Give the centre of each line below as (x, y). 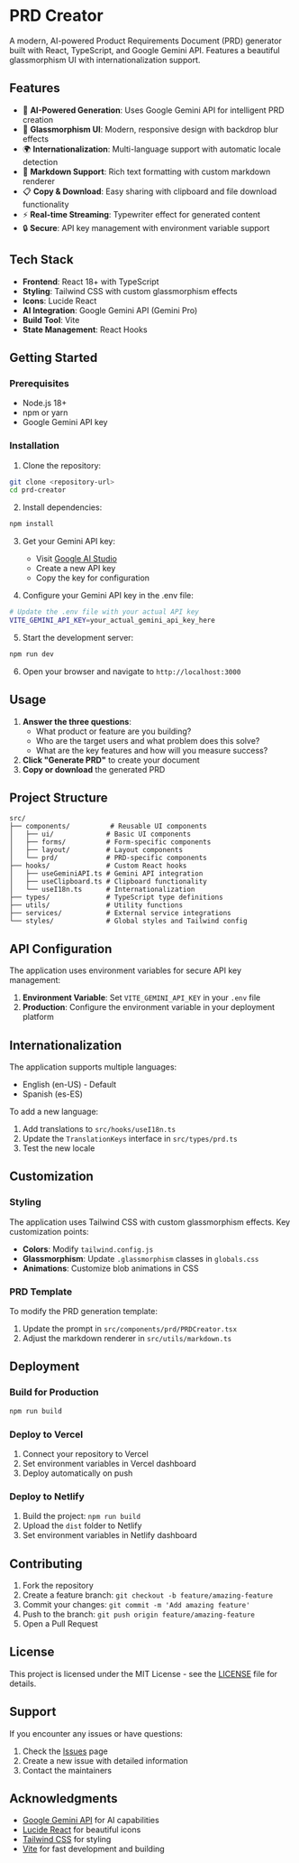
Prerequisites (39, 383)
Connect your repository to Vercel (85, 1453)
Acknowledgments (64, 1798)
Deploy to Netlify (47, 1497)
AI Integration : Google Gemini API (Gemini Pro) (110, 310)
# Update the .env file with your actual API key (104, 612)
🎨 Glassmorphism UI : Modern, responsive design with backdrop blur (150, 129)
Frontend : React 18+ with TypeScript (91, 282)
